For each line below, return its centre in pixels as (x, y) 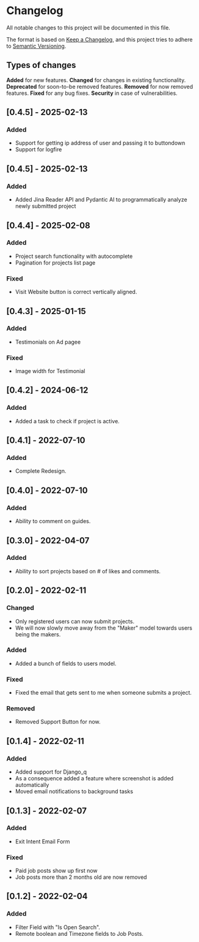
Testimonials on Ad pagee (48, 342)
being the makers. (38, 634)
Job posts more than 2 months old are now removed (81, 877)
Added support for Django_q (51, 772)
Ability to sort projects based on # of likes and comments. (88, 571)
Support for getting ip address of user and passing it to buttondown (100, 143)
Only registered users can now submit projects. (75, 621)
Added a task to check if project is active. (67, 421)
